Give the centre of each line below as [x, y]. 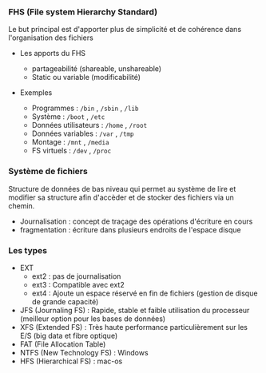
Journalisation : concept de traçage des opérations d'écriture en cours [136, 221]
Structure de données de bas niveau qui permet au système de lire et [122, 188]
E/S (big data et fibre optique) [69, 335]
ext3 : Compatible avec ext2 [78, 284]
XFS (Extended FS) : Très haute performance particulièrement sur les [133, 327]
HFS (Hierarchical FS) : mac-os [71, 361]
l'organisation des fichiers [51, 38]
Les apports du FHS [53, 54]
